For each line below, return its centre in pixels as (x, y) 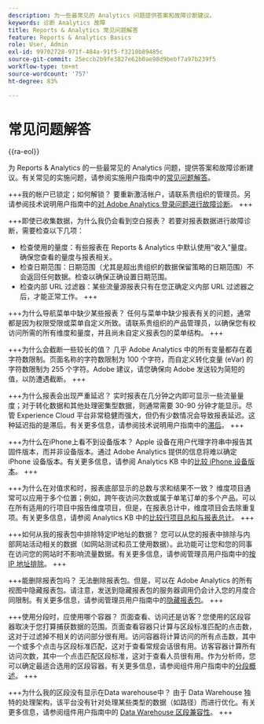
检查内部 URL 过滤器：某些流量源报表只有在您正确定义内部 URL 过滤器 (133, 287)
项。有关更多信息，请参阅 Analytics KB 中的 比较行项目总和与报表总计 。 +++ (131, 518)
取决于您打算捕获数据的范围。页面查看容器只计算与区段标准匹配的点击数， (135, 627)
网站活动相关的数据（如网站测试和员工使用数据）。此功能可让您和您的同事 (134, 544)
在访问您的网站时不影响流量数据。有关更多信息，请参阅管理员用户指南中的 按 (132, 554)
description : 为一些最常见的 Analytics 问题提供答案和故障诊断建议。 (112, 15)
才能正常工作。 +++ (66, 296)
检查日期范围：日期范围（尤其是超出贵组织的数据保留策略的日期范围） (133, 267)
